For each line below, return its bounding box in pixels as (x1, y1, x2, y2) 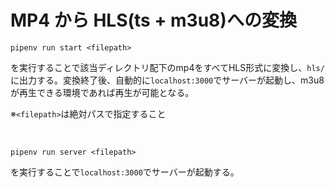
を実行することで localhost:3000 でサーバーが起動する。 (10, 166, 240, 178)
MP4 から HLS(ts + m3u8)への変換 (10, 9, 297, 32)
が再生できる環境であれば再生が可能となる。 (10, 86, 195, 98)
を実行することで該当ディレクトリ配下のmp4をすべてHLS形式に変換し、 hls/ (10, 61, 325, 73)
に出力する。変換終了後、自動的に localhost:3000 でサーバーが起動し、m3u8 (10, 74, 325, 86)
